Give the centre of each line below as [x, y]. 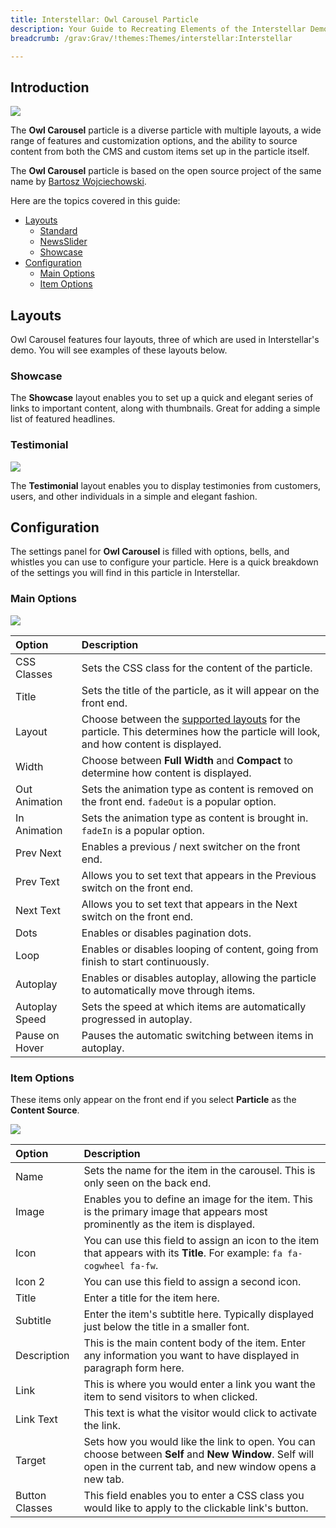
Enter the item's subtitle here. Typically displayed [199, 1314]
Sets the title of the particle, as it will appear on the [200, 690]
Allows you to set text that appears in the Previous [199, 875]
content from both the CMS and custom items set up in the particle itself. [160, 152]
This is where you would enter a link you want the [199, 1384]
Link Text [36, 1419]
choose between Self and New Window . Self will [199, 1454]
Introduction [50, 87]
